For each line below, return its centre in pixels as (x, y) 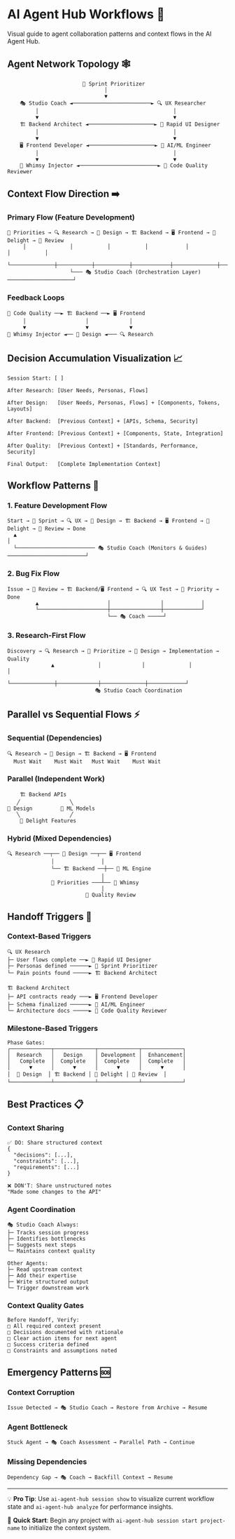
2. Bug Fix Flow (34, 573)
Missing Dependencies (47, 1462)
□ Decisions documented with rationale (65, 1333)
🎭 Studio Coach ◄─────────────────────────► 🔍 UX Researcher (113, 103)
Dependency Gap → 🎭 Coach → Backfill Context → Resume (90, 1477)
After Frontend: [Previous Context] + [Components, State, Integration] (115, 433)
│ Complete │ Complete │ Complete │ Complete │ (97, 1061)
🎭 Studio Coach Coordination (138, 691)
